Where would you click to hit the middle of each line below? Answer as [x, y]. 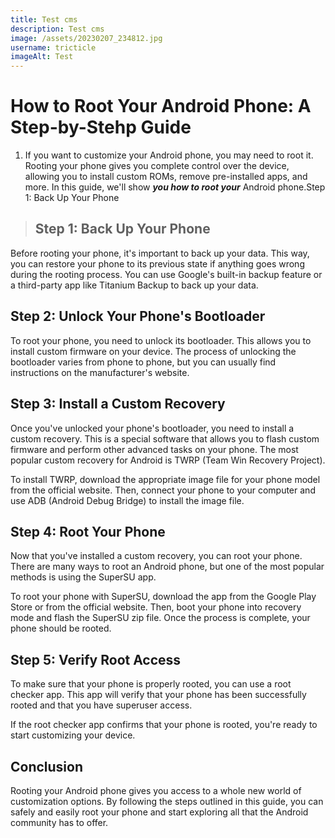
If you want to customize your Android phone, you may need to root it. [169, 155]
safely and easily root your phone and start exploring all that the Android [159, 812]
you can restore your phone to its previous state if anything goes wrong [157, 263]
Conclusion [47, 766]
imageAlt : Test [42, 57]
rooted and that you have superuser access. [101, 705]
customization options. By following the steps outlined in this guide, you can [167, 801]
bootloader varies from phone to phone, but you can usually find [143, 362]
